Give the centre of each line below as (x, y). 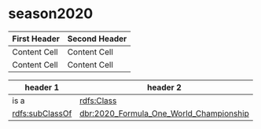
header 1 (42, 87)
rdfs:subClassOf (42, 113)
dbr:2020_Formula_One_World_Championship (164, 113)
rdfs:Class (98, 101)
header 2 (164, 87)
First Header (36, 39)
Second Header (97, 39)
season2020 (51, 14)
